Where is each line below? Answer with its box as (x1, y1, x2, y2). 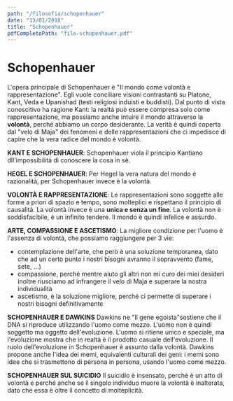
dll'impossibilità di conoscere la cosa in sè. (7, 156, 131, 164)
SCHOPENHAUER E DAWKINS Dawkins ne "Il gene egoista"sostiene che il (7, 313, 222, 322)
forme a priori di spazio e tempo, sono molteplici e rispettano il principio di (7, 198, 222, 206)
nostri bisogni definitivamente (17, 300, 104, 308)
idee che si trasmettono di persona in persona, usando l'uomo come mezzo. (7, 358, 227, 366)
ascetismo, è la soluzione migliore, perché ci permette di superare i (17, 292, 211, 301)
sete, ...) (17, 262, 42, 271)
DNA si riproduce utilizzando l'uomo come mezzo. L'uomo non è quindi (7, 321, 212, 329)
